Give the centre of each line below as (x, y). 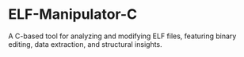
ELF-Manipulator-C (72, 14)
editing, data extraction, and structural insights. (85, 44)
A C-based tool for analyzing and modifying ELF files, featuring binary (122, 36)
